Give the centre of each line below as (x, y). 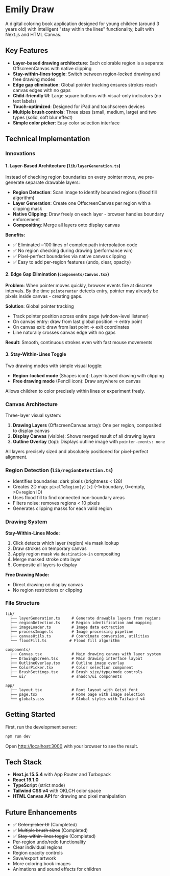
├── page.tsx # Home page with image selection (77, 694)
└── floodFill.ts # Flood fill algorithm (65, 640)
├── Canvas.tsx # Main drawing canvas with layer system (85, 654)
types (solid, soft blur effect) (43, 117)
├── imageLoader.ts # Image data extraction (67, 627)
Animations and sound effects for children (57, 869)
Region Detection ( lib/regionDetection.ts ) (59, 470)
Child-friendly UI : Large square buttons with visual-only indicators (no (87, 95)
